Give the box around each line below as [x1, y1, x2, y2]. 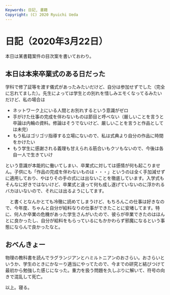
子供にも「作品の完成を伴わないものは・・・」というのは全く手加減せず [14, 169, 165, 175]
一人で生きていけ [17, 152, 53, 158]
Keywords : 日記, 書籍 [5, 7, 48, 13]
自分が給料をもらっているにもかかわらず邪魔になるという [40, 217, 161, 224]
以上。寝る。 [5, 284, 32, 290]
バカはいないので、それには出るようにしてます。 [5, 188, 107, 194]
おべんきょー [5, 240, 46, 249]
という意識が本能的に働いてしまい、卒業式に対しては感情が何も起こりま [5, 163, 156, 169]
